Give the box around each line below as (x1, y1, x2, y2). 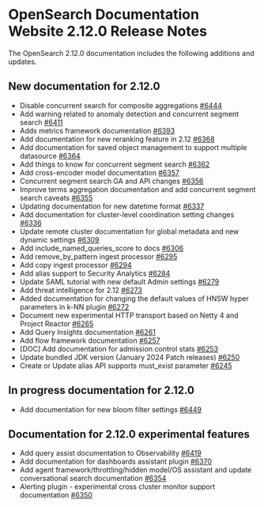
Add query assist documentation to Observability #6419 (19, 449, 202, 458)
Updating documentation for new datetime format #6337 (19, 201, 205, 211)
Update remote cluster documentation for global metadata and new (19, 227, 239, 236)
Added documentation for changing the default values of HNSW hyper (19, 294, 249, 303)
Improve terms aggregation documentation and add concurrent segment (19, 184, 256, 194)
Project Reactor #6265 (19, 318, 94, 329)
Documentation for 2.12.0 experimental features (8, 427, 251, 441)
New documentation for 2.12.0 (8, 80, 160, 93)
